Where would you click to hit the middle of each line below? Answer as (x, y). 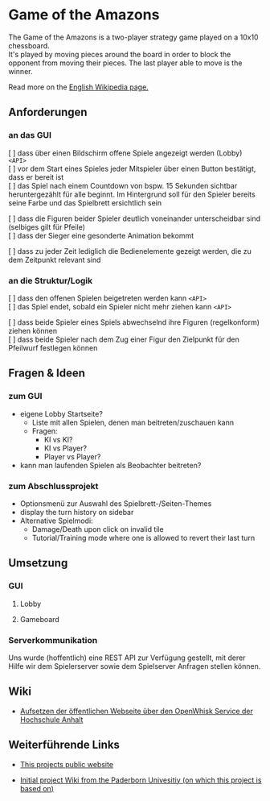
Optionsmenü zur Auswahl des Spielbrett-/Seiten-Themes (116, 503)
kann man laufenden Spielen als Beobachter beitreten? (110, 465)
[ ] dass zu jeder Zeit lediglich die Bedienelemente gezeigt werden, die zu (130, 251)
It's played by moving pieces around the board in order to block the (120, 54)
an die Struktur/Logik (51, 280)
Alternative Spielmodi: (57, 521)
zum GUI (25, 396)
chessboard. (29, 45)
